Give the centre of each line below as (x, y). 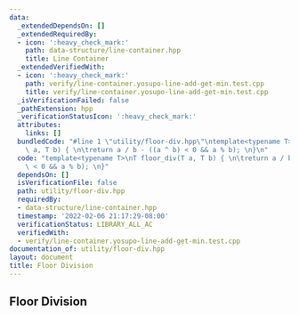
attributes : (40, 125)
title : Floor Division (51, 266)
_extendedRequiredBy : (57, 34)
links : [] (44, 133)
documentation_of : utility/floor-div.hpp (87, 249)
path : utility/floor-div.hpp (71, 191)
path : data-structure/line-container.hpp (103, 51)
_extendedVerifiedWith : (61, 68)
